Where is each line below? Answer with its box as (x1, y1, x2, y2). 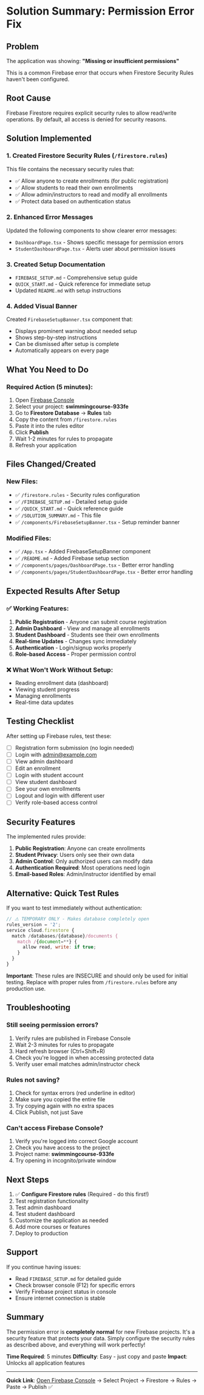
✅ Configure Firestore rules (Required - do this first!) (15, 1191, 149, 1198)
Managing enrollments (15, 692, 72, 700)
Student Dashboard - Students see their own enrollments (15, 631, 160, 638)
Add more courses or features (15, 1223, 91, 1231)
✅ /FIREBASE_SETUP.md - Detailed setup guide (15, 498, 127, 505)
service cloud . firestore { (6, 927, 75, 933)
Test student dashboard (15, 1211, 75, 1218)
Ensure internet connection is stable (15, 1294, 106, 1302)
